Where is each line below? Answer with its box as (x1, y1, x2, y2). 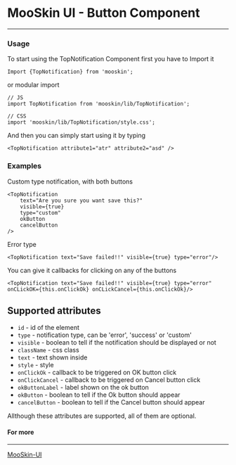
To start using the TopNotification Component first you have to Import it (7, 55, 214, 63)
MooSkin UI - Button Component (7, 5, 200, 21)
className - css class (17, 346, 79, 355)
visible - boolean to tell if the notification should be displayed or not (17, 338, 216, 347)
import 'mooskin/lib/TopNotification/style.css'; (7, 119, 156, 126)
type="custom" (20, 209, 61, 216)
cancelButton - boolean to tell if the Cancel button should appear (17, 398, 205, 407)
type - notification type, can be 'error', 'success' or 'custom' (17, 331, 192, 339)
